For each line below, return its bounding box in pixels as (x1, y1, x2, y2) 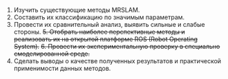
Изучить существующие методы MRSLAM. (13, 6, 140, 14)
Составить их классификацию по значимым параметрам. (13, 13, 185, 21)
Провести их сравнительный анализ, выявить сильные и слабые (13, 21, 205, 28)
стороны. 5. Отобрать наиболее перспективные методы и (13, 27, 185, 36)
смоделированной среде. (13, 49, 90, 58)
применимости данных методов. (13, 65, 111, 72)
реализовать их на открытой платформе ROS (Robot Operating (13, 35, 198, 43)
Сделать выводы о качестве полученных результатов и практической (13, 57, 222, 65)
